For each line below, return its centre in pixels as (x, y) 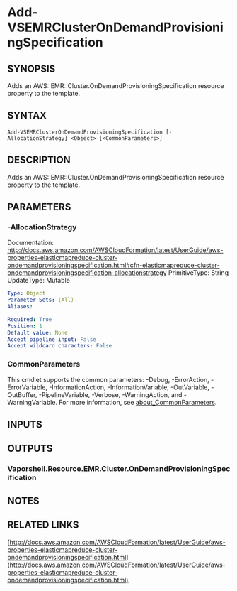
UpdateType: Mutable (39, 281)
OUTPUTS (30, 449)
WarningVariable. (33, 402)
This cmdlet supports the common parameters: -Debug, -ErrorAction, (109, 379)
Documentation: (31, 243)
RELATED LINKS (43, 525)
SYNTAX (27, 115)
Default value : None (38, 332)
